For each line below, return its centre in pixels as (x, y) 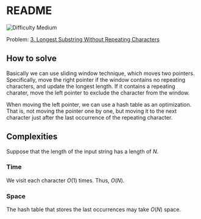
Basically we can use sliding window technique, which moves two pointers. (100, 73)
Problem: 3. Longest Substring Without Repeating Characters (83, 39)
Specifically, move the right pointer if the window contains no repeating (96, 79)
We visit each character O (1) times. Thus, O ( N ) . (65, 180)
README (29, 11)
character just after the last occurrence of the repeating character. (90, 117)
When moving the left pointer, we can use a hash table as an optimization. (99, 104)
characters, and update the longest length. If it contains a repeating (91, 86)
